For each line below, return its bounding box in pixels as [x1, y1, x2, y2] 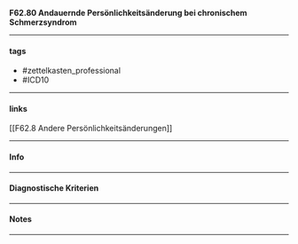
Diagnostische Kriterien [9, 183, 99, 193]
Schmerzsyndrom [9, 17, 77, 28]
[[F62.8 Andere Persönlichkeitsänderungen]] [9, 123, 173, 134]
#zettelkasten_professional [21, 66, 122, 76]
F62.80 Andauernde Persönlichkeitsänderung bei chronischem [9, 8, 247, 18]
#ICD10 [21, 75, 50, 85]
